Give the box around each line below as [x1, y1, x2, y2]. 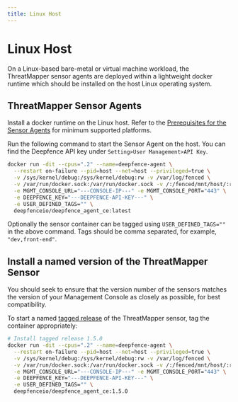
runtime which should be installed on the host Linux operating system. [7, 79, 212, 88]
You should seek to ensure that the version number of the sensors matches [7, 285, 227, 294]
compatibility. [7, 300, 47, 309]
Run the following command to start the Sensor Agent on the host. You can [7, 139, 226, 149]
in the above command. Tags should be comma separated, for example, [7, 227, 217, 236]
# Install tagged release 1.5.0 [7, 335, 103, 343]
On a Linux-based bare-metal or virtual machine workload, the [7, 64, 190, 73]
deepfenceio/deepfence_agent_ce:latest [13, 207, 132, 214]
